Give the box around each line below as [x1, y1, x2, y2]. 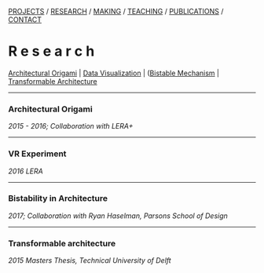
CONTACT [8, 15, 42, 24]
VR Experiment [8, 148, 67, 159]
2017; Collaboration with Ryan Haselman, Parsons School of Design [8, 211, 228, 220]
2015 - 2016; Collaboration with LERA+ [8, 122, 134, 131]
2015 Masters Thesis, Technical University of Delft [8, 256, 171, 265]
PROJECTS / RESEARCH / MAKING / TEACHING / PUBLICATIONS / [8, 7, 224, 16]
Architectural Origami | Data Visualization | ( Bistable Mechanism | [8, 68, 220, 78]
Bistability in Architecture [8, 193, 108, 204]
